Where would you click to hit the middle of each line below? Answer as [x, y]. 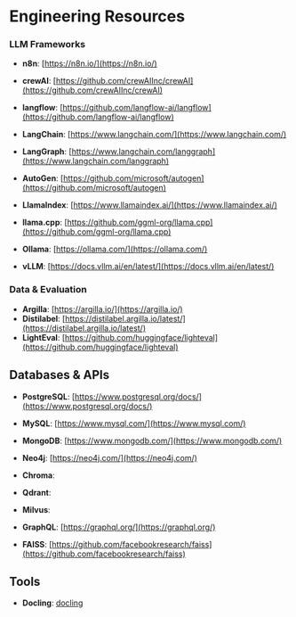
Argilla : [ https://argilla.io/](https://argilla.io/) [103, 308]
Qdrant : [36, 492]
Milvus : [36, 509]
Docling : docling [52, 603]
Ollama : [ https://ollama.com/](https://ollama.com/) [115, 249]
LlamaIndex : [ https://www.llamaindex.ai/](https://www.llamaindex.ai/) [150, 205]
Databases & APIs [60, 375]
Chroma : [38, 475]
